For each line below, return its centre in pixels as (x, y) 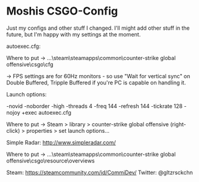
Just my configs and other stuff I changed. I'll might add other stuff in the (98, 28)
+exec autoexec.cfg (46, 112)
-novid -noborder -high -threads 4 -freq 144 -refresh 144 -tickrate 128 (94, 106)
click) (13, 130)
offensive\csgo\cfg (30, 64)
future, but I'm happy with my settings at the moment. (74, 34)
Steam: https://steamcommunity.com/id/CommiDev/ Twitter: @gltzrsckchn (100, 172)
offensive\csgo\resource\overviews (51, 160)
